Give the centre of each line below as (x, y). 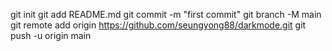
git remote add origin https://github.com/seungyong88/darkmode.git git (158, 25)
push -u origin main (51, 35)
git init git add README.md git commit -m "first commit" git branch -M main (166, 14)
